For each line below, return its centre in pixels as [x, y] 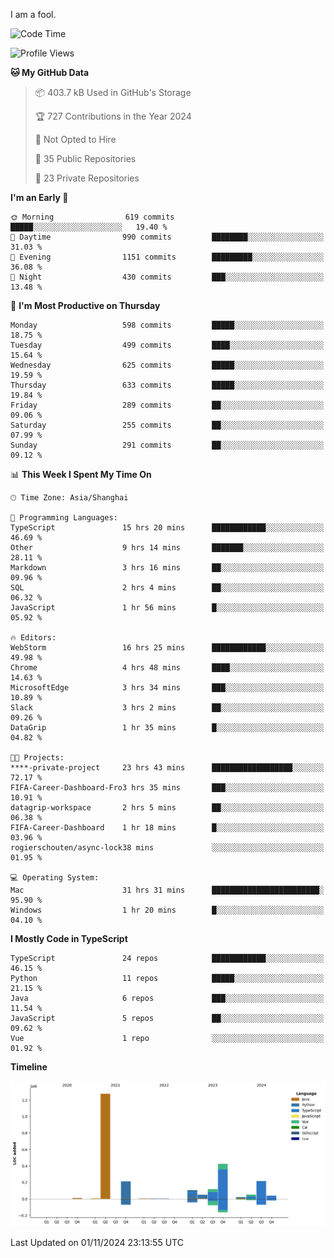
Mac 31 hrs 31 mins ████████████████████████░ [167, 890]
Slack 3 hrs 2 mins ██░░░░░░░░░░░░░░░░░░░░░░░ [167, 708]
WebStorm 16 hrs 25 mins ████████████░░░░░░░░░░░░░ [167, 648]
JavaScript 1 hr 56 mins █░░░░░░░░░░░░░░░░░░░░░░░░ [167, 608]
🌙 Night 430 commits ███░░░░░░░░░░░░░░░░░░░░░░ [167, 277]
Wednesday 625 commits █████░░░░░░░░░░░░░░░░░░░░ [167, 365]
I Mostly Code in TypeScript [69, 938]
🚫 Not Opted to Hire [75, 139]
